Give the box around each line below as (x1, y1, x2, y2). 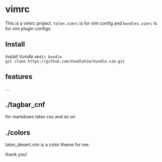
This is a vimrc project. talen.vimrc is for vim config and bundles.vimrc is (5, 20, 157, 26)
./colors (5, 128, 31, 137)
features (5, 72, 33, 81)
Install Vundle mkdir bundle (5, 53, 62, 59)
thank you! (5, 151, 27, 157)
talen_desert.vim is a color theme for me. (5, 142, 90, 148)
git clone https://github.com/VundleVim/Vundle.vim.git (5, 59, 125, 64)
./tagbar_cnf (5, 100, 45, 109)
